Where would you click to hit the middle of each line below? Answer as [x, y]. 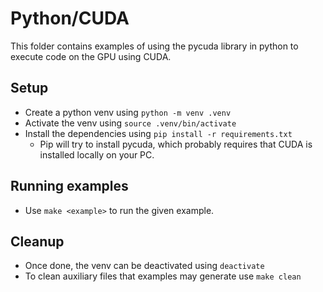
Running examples [69, 186]
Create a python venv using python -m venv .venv [128, 112]
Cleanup [37, 241]
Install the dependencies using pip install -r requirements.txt [158, 133]
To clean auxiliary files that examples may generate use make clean [163, 276]
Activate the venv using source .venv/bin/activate [130, 123]
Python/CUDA [70, 18]
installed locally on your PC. [97, 154]
